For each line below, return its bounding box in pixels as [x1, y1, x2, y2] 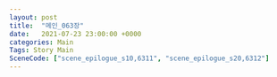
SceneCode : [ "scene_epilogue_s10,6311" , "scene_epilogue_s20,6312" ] [9, 54, 270, 63]
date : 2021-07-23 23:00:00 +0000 [9, 29, 142, 38]
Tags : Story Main [9, 46, 74, 55]
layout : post [9, 12, 58, 22]
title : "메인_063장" [9, 21, 85, 30]
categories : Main [9, 37, 74, 47]
